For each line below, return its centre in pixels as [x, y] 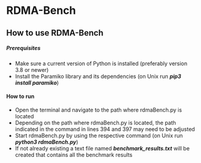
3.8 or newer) [32, 69]
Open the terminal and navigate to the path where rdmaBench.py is [98, 110]
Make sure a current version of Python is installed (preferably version [101, 63]
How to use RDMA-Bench [55, 33]
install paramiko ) [37, 83]
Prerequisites [24, 48]
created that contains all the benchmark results [74, 155]
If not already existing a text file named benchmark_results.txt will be [102, 148]
